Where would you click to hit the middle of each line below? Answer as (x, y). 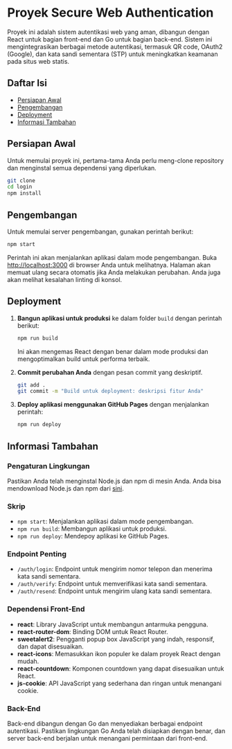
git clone (21, 180)
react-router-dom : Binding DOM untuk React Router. (92, 631)
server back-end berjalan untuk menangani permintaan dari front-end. (107, 739)
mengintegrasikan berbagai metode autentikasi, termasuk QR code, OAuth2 (115, 46)
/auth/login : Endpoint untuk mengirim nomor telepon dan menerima (115, 569)
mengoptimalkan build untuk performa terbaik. (83, 359)
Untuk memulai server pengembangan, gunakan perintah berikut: (100, 231)
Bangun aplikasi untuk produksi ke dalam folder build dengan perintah (119, 318)
